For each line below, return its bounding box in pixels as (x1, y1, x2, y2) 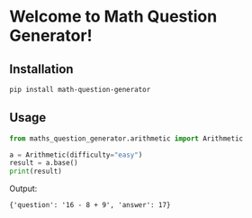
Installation (9, 61, 74, 77)
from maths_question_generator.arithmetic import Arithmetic (9, 133, 244, 143)
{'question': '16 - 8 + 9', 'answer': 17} (9, 201, 171, 210)
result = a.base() (9, 159, 78, 168)
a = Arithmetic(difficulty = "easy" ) (9, 150, 143, 159)
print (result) (9, 167, 63, 177)
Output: (9, 183, 38, 195)
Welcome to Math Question (9, 6, 218, 27)
